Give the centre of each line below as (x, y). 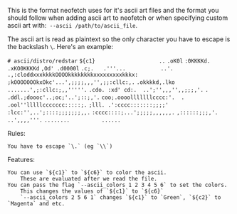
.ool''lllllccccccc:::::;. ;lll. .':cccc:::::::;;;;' (88, 105)
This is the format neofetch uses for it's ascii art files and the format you (113, 10)
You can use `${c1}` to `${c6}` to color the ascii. (87, 173)
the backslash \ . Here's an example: (60, 47)
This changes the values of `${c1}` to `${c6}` (92, 191)
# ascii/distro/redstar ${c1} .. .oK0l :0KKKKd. (109, 61)
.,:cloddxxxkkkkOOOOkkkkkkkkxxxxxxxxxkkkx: (73, 75)
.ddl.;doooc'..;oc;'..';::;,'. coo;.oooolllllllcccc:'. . (96, 97)
